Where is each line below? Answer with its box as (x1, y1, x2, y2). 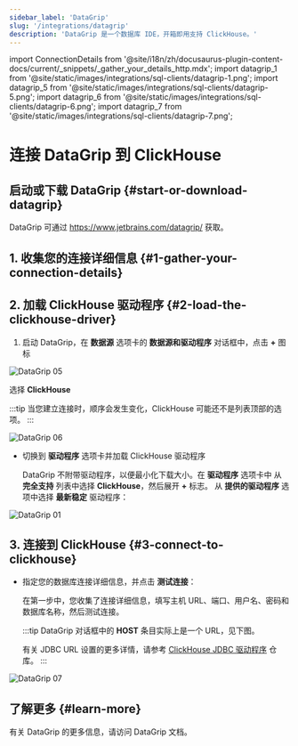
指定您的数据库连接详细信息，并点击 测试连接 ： (21, 576, 197, 588)
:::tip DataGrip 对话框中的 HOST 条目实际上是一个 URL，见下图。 (21, 625, 260, 637)
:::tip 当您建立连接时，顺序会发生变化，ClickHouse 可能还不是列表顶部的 (9, 402, 274, 414)
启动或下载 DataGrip (9, 182, 122, 198)
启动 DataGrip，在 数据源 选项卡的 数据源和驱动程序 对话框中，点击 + (21, 337, 277, 347)
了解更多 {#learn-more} (9, 701, 142, 717)
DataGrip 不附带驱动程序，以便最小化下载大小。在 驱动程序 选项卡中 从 (21, 469, 282, 480)
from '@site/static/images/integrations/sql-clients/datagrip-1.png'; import (9, 73, 278, 84)
